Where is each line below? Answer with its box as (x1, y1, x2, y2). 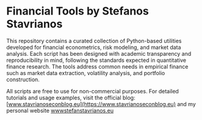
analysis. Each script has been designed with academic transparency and (6, 50, 192, 57)
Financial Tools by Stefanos (6, 4, 150, 18)
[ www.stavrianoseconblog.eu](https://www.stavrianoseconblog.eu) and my (6, 100, 197, 107)
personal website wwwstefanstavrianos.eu (6, 107, 114, 114)
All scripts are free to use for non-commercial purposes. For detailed (6, 87, 179, 95)
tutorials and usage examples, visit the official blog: (6, 94, 135, 101)
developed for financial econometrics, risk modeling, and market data (6, 44, 181, 51)
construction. (6, 76, 40, 83)
